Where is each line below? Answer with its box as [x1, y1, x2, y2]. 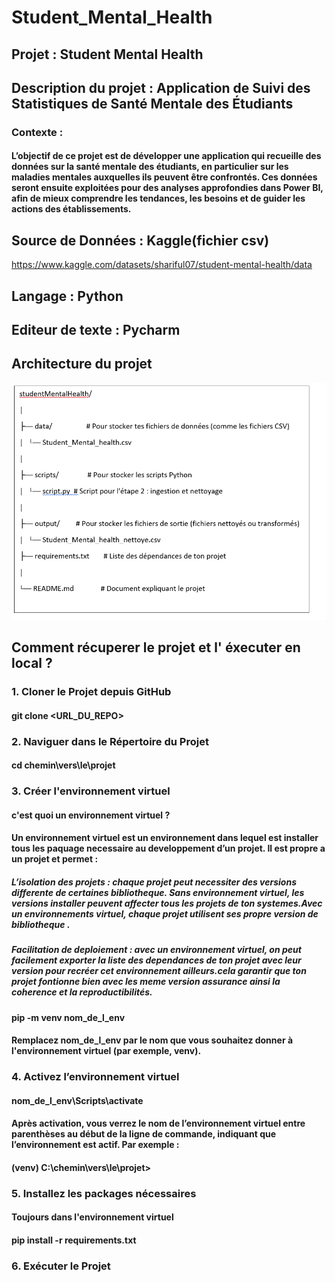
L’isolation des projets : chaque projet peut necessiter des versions [11, 876, 297, 888]
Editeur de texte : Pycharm [11, 322, 181, 339]
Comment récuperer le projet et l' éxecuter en [11, 639, 301, 656]
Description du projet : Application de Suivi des [11, 79, 311, 96]
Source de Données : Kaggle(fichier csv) [11, 232, 270, 249]
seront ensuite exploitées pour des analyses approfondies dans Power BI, [11, 182, 324, 194]
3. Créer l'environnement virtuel [11, 784, 171, 798]
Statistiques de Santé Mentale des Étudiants [11, 95, 294, 112]
